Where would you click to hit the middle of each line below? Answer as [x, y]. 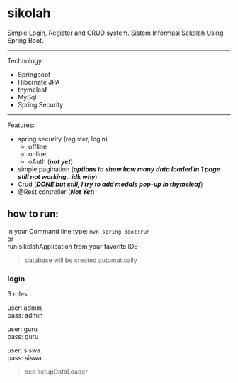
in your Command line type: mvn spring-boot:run [79, 231]
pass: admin [25, 315]
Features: [21, 125]
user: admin [25, 308]
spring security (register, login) [63, 139]
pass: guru [23, 337]
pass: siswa [24, 358]
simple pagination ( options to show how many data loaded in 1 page [119, 169]
